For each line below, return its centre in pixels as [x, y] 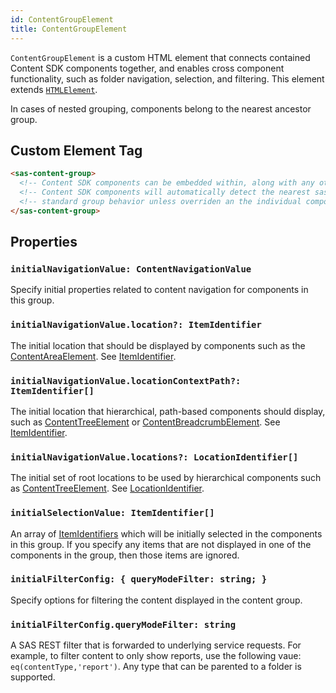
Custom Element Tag [76, 150]
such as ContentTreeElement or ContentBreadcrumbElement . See [145, 422]
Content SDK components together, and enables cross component [147, 68]
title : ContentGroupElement [69, 29]
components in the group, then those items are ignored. [125, 555]
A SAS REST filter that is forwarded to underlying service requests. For [156, 645]
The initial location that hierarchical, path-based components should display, [168, 411]
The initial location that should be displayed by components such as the [158, 345]
